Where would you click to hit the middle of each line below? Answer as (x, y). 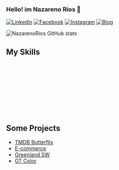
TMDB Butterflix (34, 142)
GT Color (25, 161)
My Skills (23, 52)
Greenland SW (32, 154)
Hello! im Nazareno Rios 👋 (43, 9)
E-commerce (30, 148)
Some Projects (33, 128)
